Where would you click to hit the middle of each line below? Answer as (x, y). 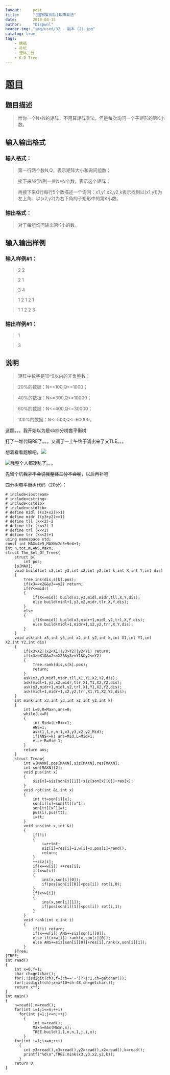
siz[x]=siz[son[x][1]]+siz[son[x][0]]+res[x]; (83, 781)
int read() (17, 960)
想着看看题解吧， (23, 452)
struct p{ (25, 557)
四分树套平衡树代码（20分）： (36, 485)
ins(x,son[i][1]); (61, 902)
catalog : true (20, 34)
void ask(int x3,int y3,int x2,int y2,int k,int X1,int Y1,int (83, 638)
